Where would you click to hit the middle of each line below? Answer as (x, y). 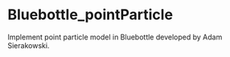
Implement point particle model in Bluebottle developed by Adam (115, 37)
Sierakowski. (29, 45)
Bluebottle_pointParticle (90, 15)
